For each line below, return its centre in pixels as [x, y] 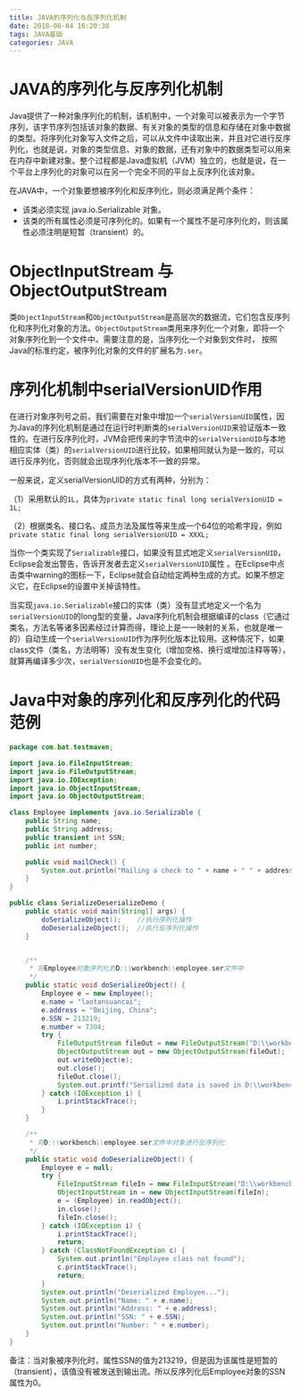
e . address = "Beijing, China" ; [100, 1010]
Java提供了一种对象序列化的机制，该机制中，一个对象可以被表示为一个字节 [147, 116]
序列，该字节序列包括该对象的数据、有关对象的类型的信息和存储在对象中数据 [150, 127]
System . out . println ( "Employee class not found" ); [151, 1259]
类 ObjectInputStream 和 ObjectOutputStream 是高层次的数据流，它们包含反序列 [150, 317]
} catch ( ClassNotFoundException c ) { [113, 1251]
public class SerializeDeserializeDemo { [87, 904]
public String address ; [70, 829]
